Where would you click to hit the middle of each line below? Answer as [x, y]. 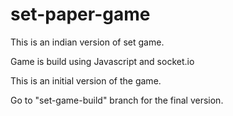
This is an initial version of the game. [86, 80]
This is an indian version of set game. [87, 42]
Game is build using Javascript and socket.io [102, 61]
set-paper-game [80, 14]
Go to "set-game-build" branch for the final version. [117, 100]
